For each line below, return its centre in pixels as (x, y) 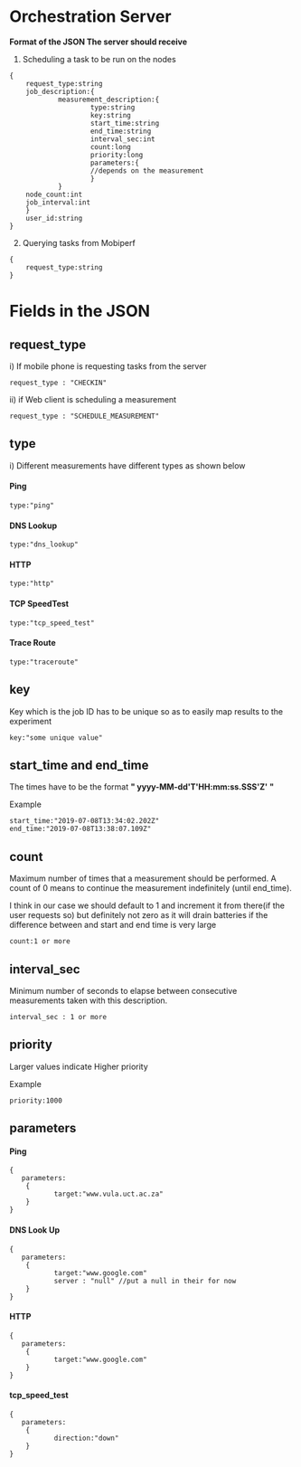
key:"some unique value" (56, 738)
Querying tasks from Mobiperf (79, 242)
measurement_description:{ (108, 99)
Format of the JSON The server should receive (99, 42)
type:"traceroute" (44, 662)
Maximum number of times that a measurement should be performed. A (143, 878)
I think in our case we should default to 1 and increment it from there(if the (147, 905)
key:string (110, 115)
